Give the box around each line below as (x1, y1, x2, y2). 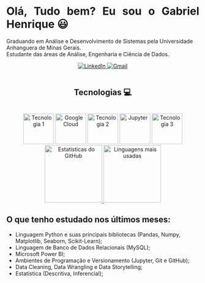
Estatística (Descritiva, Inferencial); (15, 270, 103, 277)
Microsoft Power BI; (15, 250, 65, 257)
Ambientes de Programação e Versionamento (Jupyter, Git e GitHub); (15, 257, 190, 264)
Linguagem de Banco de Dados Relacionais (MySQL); (15, 243, 151, 251)
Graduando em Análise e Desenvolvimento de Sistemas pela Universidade (6, 37, 193, 45)
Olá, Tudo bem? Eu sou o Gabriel (6, 4, 199, 18)
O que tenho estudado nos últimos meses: (6, 215, 171, 225)
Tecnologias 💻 (73, 87, 132, 98)
